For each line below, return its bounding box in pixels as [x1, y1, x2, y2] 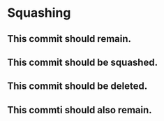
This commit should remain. [7, 33, 131, 45]
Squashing [7, 5, 71, 21]
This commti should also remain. [7, 104, 152, 116]
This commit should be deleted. [7, 80, 148, 92]
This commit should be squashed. [7, 56, 158, 68]
